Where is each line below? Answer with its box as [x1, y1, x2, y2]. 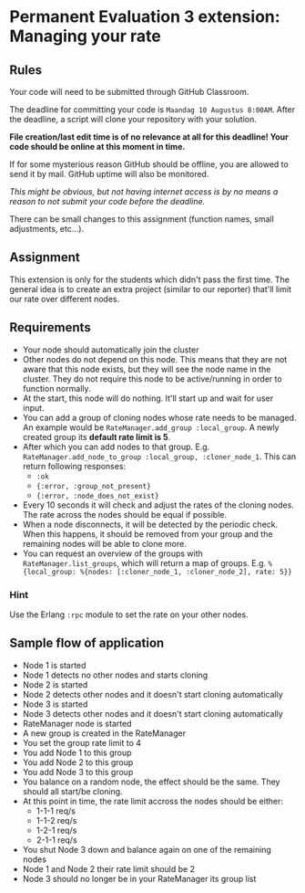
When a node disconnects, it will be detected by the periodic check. [22, 519, 279, 530]
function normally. [22, 383, 91, 394]
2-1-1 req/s [36, 834, 77, 846]
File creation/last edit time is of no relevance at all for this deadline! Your [9, 131, 289, 142]
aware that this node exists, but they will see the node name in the [22, 363, 271, 374]
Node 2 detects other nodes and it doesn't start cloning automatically [22, 688, 284, 699]
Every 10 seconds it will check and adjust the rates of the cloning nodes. [22, 499, 294, 510]
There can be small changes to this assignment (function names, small [9, 214, 275, 225]
